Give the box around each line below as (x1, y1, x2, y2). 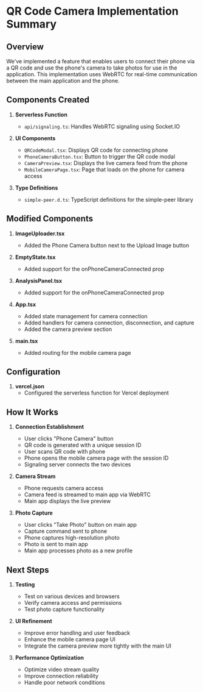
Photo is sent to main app (24, 541, 88, 548)
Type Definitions (15, 184, 58, 191)
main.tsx (15, 337, 38, 344)
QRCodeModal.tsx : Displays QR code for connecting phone (24, 146, 168, 154)
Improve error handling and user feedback (24, 629, 131, 637)
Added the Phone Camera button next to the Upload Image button (24, 241, 190, 249)
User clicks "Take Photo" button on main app (24, 521, 137, 529)
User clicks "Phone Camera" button (24, 435, 114, 443)
